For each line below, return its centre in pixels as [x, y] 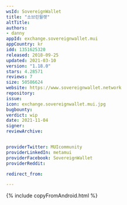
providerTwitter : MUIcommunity [44, 147]
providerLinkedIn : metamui [39, 152]
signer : [16, 126]
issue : [14, 98]
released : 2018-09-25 [32, 55]
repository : [20, 93]
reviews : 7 [19, 77]
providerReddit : [26, 163]
